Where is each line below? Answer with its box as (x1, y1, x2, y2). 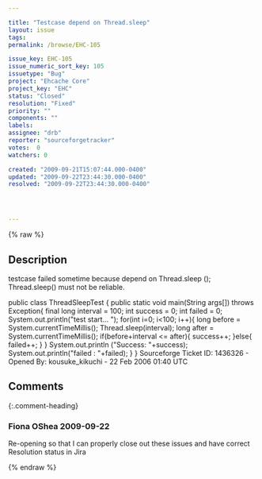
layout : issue (8, 25, 55, 34)
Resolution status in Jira (8, 447, 87, 457)
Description (8, 253, 67, 266)
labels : (8, 122, 34, 129)
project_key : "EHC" (8, 84, 73, 92)
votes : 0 (8, 144, 41, 152)
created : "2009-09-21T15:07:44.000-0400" (8, 165, 147, 173)
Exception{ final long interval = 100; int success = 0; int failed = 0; (8, 306, 223, 315)
